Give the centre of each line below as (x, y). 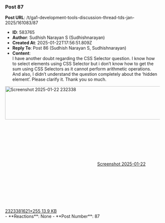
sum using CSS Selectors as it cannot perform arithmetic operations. (82, 69)
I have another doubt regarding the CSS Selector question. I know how (83, 59)
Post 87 (14, 7)
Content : (21, 53)
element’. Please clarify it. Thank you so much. (59, 79)
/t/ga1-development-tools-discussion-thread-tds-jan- (81, 18)
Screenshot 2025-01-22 (122, 164)
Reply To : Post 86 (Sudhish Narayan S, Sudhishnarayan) (69, 48)
